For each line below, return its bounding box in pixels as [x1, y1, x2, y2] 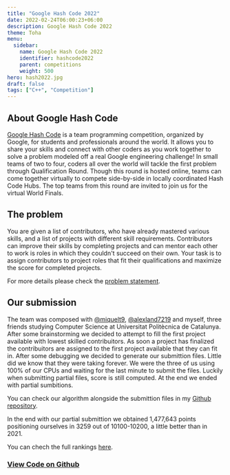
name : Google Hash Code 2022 [19, 49, 103, 56]
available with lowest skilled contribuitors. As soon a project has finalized [7, 337, 215, 345]
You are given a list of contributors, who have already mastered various [7, 227, 210, 235]
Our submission [7, 297, 77, 309]
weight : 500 [19, 67, 54, 74]
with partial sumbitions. [7, 381, 74, 389]
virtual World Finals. [7, 188, 64, 197]
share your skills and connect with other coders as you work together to [7, 145, 211, 153]
